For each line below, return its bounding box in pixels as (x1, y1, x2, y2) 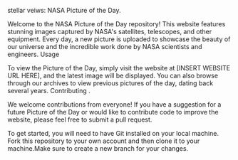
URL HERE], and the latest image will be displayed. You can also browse (7, 71, 219, 80)
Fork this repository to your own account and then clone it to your (7, 137, 200, 145)
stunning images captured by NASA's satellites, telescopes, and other (7, 28, 212, 36)
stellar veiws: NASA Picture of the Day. (7, 6, 121, 14)
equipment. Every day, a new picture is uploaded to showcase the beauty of (7, 35, 231, 43)
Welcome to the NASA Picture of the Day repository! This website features (7, 20, 226, 28)
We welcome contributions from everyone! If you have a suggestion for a (7, 100, 222, 109)
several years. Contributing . (7, 87, 90, 95)
